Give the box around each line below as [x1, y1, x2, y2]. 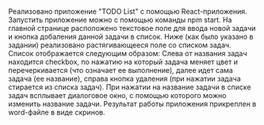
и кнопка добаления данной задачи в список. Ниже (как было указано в [8, 32, 254, 41]
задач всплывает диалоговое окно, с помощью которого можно [8, 91, 227, 100]
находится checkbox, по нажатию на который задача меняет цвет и [8, 57, 238, 66]
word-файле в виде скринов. [8, 108, 105, 117]
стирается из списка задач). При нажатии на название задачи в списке [8, 82, 251, 92]
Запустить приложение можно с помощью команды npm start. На [8, 15, 232, 25]
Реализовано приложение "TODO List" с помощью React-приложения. [8, 7, 247, 16]
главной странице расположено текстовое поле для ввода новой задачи [8, 24, 256, 32]
